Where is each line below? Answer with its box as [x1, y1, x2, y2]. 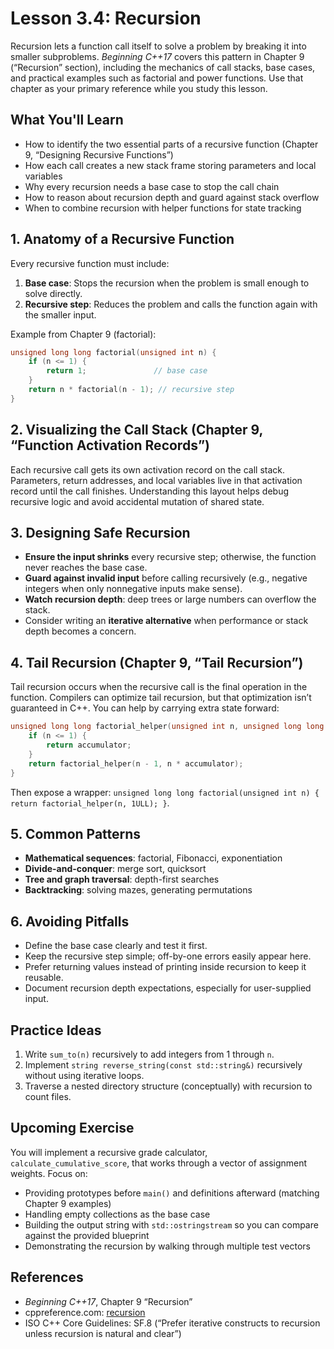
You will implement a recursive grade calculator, [10, 1146, 208, 1158]
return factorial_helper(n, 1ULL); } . [10, 797, 170, 809]
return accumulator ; [46, 740, 132, 750]
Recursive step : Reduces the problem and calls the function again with [24, 298, 318, 310]
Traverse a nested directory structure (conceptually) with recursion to [24, 1080, 313, 1092]
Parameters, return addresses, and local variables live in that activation [10, 474, 303, 486]
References [10, 1269, 84, 1286]
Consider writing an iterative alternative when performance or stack [24, 615, 309, 627]
